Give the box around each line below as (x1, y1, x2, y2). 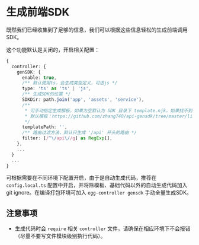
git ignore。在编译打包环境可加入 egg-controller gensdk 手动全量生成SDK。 (6, 189, 192, 196)
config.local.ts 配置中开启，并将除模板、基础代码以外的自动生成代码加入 (6, 182, 188, 189)
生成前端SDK (6, 5, 70, 19)
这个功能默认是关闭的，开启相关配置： (6, 46, 99, 53)
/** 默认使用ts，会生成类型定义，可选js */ (21, 80, 118, 86)
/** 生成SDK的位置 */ (21, 91, 71, 97)
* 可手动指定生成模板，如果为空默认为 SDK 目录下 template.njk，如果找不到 (24, 107, 192, 113)
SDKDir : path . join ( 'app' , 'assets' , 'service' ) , (21, 97, 145, 103)
